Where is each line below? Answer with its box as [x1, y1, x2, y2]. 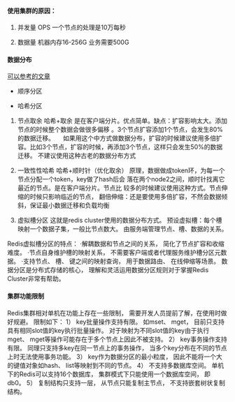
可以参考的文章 [7, 72, 50, 80]
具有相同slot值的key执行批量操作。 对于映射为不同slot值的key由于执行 [7, 326, 210, 334]
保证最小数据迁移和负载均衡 [29, 201, 110, 209]
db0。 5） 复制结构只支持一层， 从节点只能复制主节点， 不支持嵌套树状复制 [7, 378, 226, 387]
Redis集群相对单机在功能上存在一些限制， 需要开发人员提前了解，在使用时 [7, 308, 222, 317]
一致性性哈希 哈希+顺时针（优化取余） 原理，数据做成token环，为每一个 [17, 166, 225, 174]
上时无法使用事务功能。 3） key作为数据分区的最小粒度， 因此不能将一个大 [7, 352, 222, 361]
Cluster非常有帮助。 [7, 274, 65, 283]
